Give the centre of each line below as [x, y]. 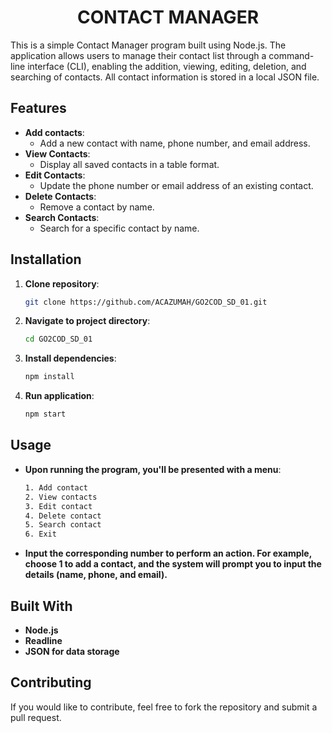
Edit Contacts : [55, 175]
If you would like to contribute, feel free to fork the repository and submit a [164, 707]
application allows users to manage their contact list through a [138, 55]
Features [38, 108]
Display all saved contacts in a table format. [129, 164]
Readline [43, 640]
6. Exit [40, 534]
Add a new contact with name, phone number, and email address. [175, 143]
